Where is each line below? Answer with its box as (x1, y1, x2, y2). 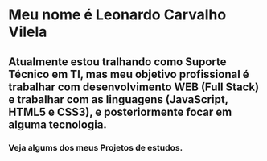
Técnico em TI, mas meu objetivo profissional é (8, 67, 249, 81)
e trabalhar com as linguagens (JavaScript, (8, 93, 228, 106)
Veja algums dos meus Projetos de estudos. (8, 142, 183, 153)
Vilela (8, 23, 47, 41)
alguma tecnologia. (8, 118, 107, 131)
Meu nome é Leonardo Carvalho (8, 6, 227, 24)
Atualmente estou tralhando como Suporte (8, 55, 227, 68)
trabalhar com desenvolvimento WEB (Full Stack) (8, 80, 260, 93)
